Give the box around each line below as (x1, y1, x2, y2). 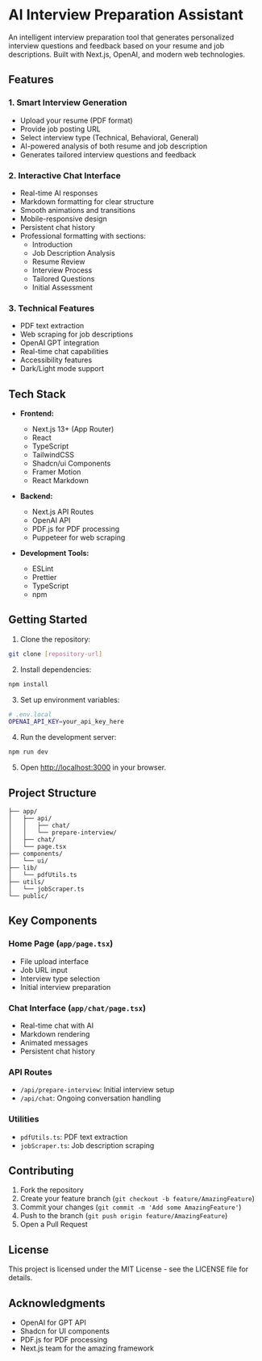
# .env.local (8, 710, 52, 719)
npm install (8, 680, 48, 688)
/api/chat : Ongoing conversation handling (19, 1093, 161, 1103)
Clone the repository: (19, 634, 91, 644)
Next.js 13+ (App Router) (31, 424, 114, 434)
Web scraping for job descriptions (19, 329, 134, 340)
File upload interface (19, 956, 89, 966)
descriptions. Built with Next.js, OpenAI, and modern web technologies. (8, 49, 246, 59)
